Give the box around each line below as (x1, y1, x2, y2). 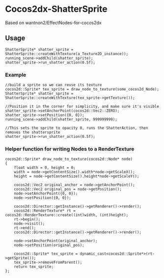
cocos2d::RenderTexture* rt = (14, 208, 76, 214)
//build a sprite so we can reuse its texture (5, 83, 102, 88)
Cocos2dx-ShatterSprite (5, 3, 108, 15)
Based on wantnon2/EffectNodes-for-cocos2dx (5, 20, 102, 26)
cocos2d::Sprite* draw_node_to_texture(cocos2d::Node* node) (5, 156, 133, 162)
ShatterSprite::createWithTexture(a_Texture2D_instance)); (5, 51, 129, 56)
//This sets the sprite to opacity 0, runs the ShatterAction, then (5, 125, 148, 131)
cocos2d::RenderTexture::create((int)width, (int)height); (5, 213, 129, 217)
